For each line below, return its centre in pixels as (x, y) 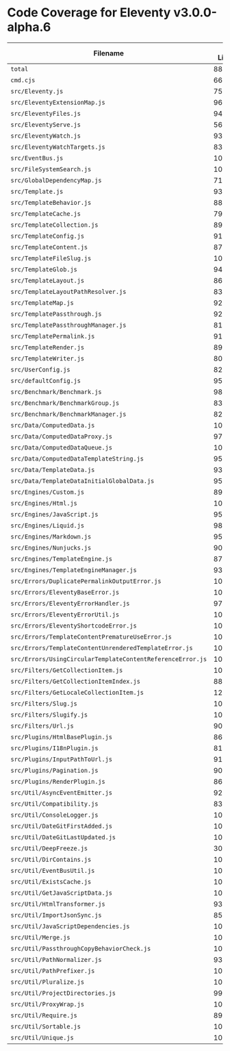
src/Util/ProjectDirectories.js (63, 993)
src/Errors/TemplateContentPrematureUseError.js (91, 636)
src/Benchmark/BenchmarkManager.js (68, 414)
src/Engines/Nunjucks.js (51, 547)
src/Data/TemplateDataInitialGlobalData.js (82, 481)
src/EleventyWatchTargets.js (58, 147)
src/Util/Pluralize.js (47, 982)
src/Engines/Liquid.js (47, 525)
